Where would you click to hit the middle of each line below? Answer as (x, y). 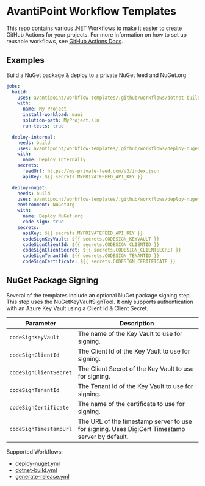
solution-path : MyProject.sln (61, 120)
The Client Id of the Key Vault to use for (134, 351)
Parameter (41, 323)
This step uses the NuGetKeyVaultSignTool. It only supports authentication (100, 302)
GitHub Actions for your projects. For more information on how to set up (97, 34)
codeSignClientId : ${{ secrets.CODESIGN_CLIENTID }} (91, 245)
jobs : (13, 86)
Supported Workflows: (34, 452)
